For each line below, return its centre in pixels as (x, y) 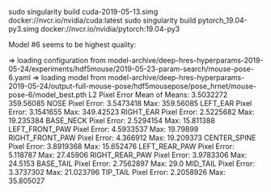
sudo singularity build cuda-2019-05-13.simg (83, 12)
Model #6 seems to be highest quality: (72, 45)
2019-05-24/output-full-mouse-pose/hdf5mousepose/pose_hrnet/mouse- (133, 86)
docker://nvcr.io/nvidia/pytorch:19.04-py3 (110, 29)
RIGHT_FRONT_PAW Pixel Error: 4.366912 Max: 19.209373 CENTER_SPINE (132, 138)
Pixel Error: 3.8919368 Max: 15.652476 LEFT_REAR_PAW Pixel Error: (121, 146)
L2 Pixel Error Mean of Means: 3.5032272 (158, 95)
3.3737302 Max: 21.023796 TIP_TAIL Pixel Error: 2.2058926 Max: (117, 172)
